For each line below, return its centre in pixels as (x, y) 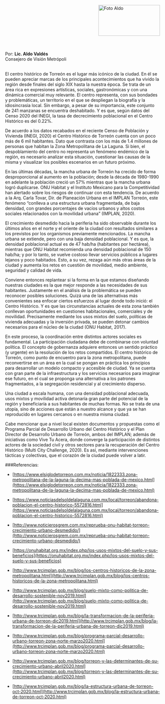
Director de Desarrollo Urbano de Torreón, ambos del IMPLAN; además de (80, 434)
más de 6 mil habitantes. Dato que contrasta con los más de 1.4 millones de (82, 141)
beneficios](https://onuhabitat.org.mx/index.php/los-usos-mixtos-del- (83, 556)
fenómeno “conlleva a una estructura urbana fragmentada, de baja (72, 203)
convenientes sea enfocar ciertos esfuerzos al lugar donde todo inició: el (79, 301)
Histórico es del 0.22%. (29, 121)
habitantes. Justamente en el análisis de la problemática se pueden (73, 290)
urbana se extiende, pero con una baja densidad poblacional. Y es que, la (79, 239)
